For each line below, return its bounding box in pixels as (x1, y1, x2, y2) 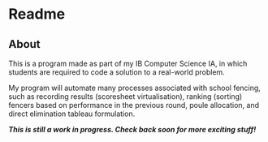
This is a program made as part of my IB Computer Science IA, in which (8, 58, 248, 68)
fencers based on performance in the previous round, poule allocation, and (8, 101, 260, 110)
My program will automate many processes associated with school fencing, (8, 83, 262, 93)
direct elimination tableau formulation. (8, 109, 136, 118)
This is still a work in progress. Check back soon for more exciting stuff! (8, 125, 257, 134)
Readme (8, 5, 66, 24)
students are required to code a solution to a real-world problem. (8, 67, 225, 77)
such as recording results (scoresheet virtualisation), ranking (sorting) (8, 92, 243, 101)
